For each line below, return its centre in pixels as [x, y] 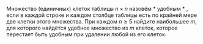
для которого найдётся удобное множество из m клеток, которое [92, 28]
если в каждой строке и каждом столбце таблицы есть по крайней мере [102, 15]
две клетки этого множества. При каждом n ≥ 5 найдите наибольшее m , [102, 21]
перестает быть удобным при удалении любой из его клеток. [87, 34]
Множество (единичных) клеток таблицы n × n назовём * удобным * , [97, 9]
